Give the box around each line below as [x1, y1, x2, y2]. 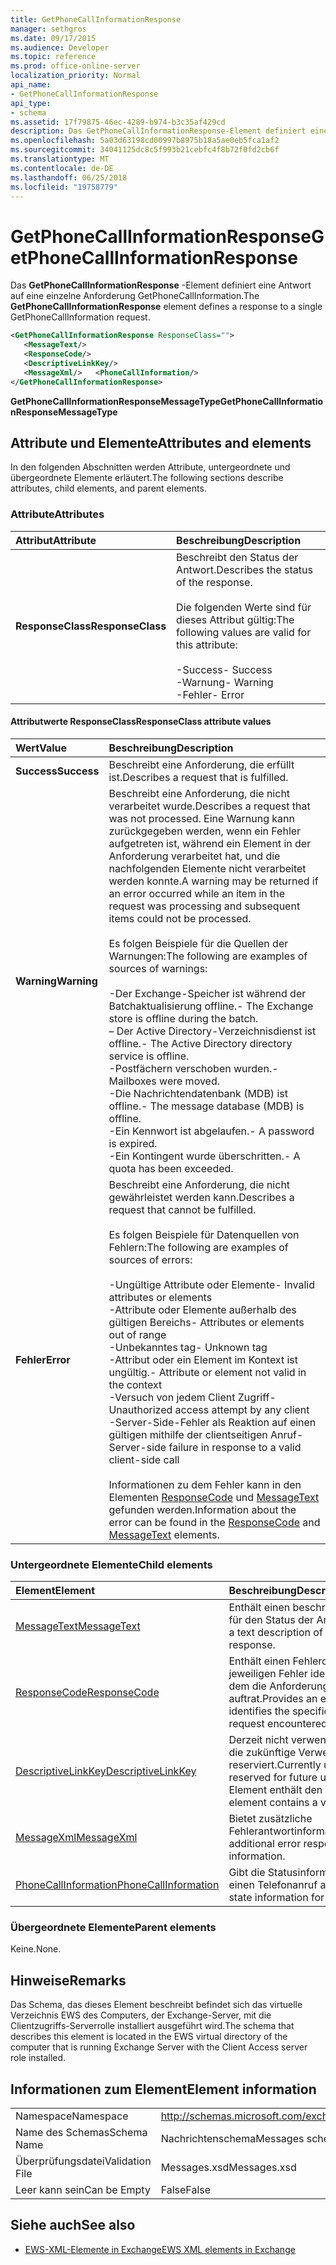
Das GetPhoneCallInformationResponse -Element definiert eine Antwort [10, 279, 312, 291]
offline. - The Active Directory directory [108, 1036, 293, 1050]
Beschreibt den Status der [176, 550, 299, 564]
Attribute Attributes [10, 507, 105, 521]
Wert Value [15, 741, 68, 755]
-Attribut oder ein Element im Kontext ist [108, 1352, 298, 1366]
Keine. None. [10, 1943, 62, 1955]
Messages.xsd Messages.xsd [160, 2161, 297, 2175]
